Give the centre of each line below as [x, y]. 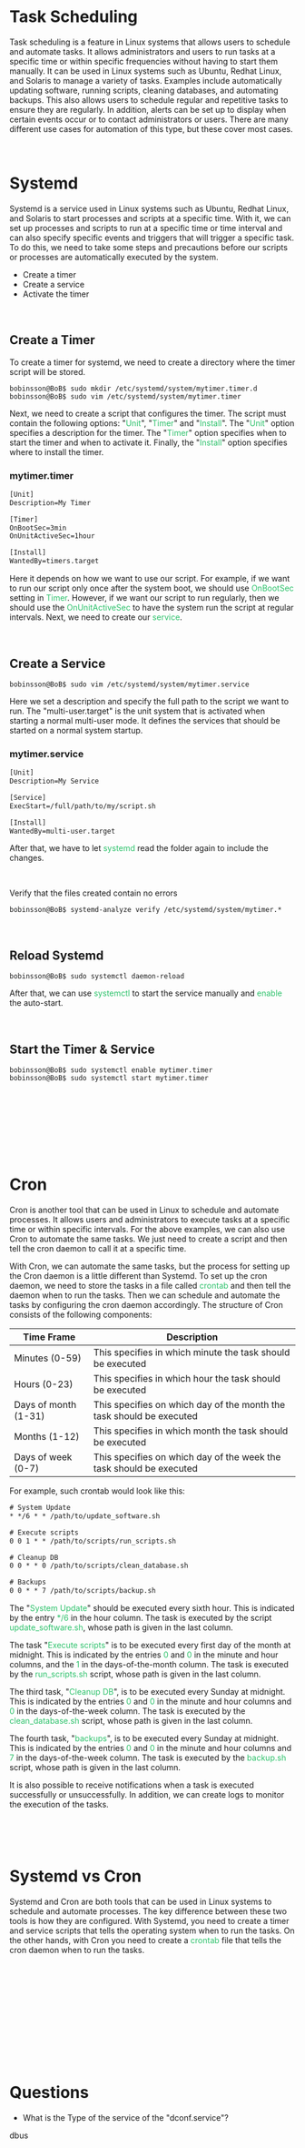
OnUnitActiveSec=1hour [52, 536]
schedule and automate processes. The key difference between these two [148, 1911]
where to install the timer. [57, 451]
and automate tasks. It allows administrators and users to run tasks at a [143, 51]
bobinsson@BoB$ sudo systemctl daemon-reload [97, 977]
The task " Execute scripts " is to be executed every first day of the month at [150, 1646]
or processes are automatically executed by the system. [114, 257]
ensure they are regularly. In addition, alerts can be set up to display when [148, 109]
